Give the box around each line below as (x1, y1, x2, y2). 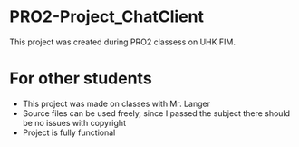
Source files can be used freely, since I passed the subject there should (22, 107, 291, 119)
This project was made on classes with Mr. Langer (22, 98, 211, 109)
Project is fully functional (22, 127, 116, 138)
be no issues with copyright (22, 117, 127, 128)
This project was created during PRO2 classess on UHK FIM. (9, 36, 236, 47)
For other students (9, 68, 152, 89)
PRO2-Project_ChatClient (9, 6, 204, 27)
